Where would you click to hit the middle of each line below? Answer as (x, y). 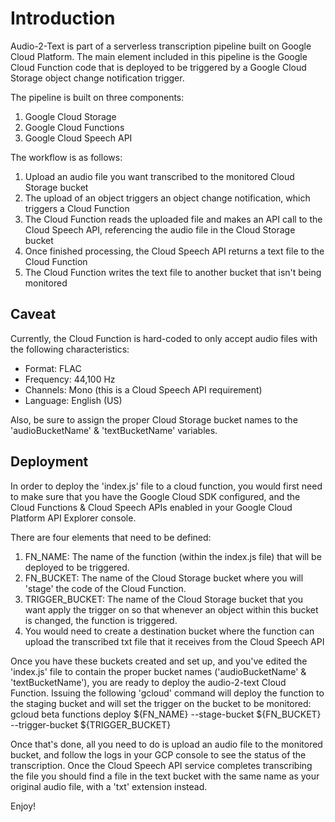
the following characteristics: (70, 349)
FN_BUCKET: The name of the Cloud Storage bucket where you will (164, 578)
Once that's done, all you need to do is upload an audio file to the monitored (166, 744)
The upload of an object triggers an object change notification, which (167, 198)
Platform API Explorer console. (73, 518)
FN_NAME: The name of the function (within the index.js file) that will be (173, 556)
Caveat (33, 314)
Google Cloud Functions (74, 127)
